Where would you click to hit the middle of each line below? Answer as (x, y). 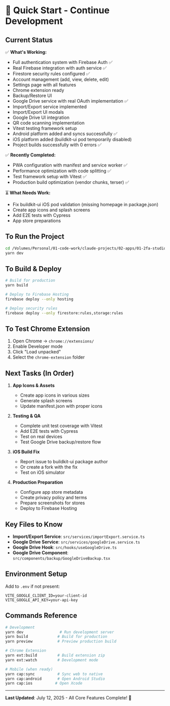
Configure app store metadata (52, 492)
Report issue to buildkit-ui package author (64, 462)
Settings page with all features (44, 85)
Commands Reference (41, 616)
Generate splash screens (46, 401)
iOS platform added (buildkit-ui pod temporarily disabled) (72, 139)
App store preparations (37, 221)
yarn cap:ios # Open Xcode (44, 683)
